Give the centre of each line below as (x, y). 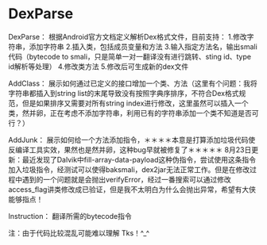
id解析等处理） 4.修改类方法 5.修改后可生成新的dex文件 (99, 66)
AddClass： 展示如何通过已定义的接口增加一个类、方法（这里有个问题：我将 (133, 83)
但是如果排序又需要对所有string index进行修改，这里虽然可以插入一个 (135, 103)
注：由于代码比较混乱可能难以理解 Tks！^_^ (79, 233)
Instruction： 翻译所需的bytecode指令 (70, 216)
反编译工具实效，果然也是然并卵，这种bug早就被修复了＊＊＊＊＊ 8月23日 (130, 149)
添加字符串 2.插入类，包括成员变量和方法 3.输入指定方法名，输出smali (143, 46)
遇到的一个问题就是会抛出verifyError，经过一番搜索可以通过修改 (127, 179)
